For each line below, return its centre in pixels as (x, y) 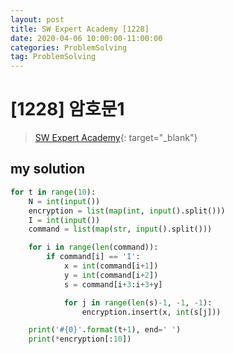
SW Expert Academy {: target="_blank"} (116, 138)
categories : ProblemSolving (69, 47)
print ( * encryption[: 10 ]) (80, 339)
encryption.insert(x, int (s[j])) (151, 312)
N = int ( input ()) (64, 201)
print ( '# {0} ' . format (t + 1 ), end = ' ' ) (105, 330)
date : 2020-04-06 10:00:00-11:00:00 (86, 38)
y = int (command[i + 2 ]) (111, 275)
